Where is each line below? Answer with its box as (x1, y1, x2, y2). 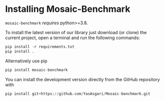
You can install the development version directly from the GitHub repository (5, 76, 161, 82)
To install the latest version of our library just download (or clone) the (5, 29, 147, 35)
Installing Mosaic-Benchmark (5, 3, 131, 15)
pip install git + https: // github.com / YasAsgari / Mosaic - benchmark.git (5, 91, 151, 96)
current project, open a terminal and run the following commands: (5, 35, 141, 41)
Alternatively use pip (5, 58, 47, 64)
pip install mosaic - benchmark (5, 67, 68, 72)
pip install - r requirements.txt (5, 44, 75, 49)
